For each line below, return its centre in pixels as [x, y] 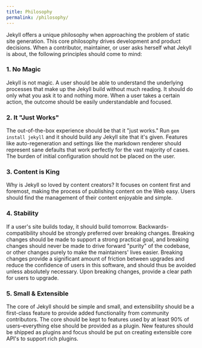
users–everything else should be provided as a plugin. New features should [100, 326]
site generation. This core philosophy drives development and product [93, 41]
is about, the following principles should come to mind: [74, 54]
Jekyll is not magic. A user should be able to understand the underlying [95, 83]
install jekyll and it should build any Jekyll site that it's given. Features [97, 137]
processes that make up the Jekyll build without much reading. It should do [99, 89]
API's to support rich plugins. [42, 338]
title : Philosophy [29, 12]
